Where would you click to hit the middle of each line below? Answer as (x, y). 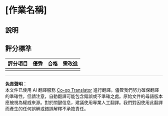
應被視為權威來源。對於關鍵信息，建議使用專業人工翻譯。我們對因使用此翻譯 (84, 103)
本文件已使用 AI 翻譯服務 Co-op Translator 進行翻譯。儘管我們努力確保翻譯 (82, 90)
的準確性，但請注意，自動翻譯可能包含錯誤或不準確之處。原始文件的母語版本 (84, 96)
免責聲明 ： (16, 84)
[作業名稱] (26, 10)
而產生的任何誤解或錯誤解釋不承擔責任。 (47, 109)
